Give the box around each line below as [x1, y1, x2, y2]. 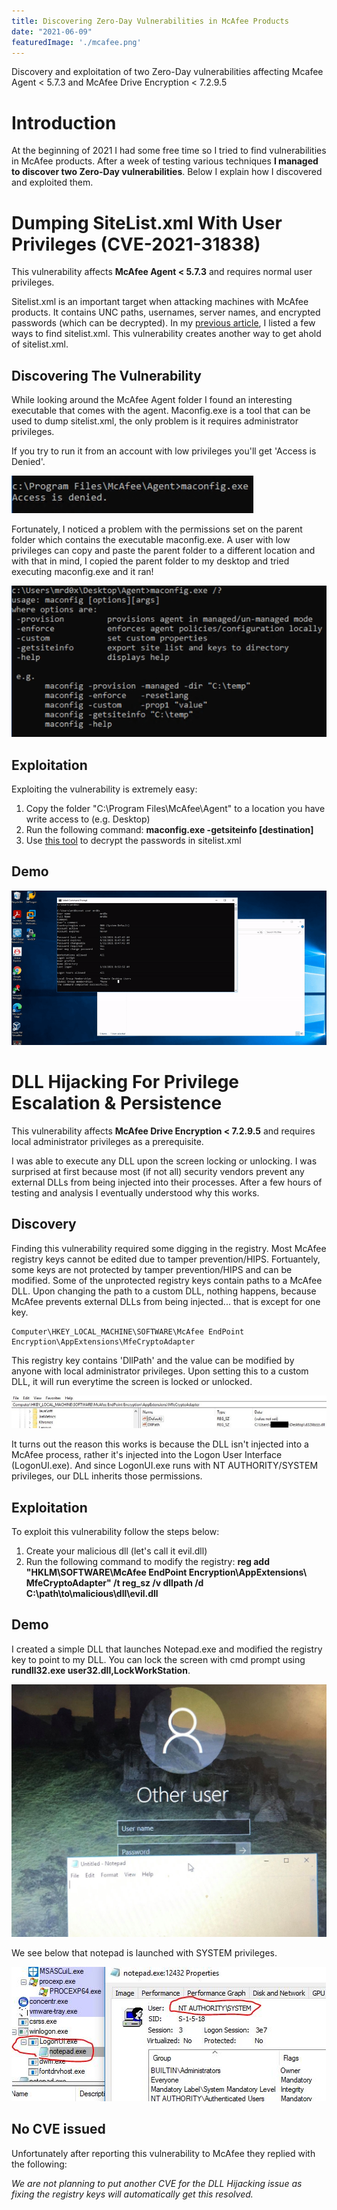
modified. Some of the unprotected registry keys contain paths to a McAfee [11, 1274, 323, 1286]
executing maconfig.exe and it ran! [11, 566, 154, 578]
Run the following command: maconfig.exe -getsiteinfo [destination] [25, 824, 314, 836]
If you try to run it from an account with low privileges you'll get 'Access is [11, 445, 317, 457]
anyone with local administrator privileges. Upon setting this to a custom [11, 1365, 309, 1377]
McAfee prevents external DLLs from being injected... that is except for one [11, 1295, 321, 1307]
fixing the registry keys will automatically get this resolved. [11, 2188, 254, 2200]
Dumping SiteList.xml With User [11, 211, 283, 234]
